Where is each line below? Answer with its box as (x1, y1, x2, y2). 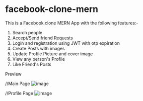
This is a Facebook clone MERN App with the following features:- (5, 20, 139, 26)
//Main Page (5, 81, 30, 87)
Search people (12, 29, 43, 35)
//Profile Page (5, 90, 34, 96)
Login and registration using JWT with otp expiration (12, 40, 120, 46)
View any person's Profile (12, 56, 65, 62)
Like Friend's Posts (12, 61, 52, 67)
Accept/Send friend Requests (12, 35, 73, 41)
